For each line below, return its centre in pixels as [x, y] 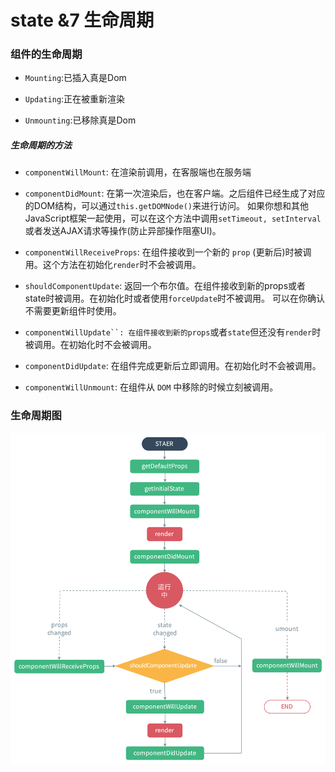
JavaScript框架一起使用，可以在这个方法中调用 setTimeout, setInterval [173, 218]
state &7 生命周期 [82, 20]
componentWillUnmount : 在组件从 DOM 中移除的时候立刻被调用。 [151, 387]
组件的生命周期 [46, 54]
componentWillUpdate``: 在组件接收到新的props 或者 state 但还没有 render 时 [173, 332]
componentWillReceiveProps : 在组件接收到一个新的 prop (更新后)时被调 [168, 252]
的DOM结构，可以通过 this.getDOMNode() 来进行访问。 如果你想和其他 [166, 206]
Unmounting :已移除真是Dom [80, 120]
